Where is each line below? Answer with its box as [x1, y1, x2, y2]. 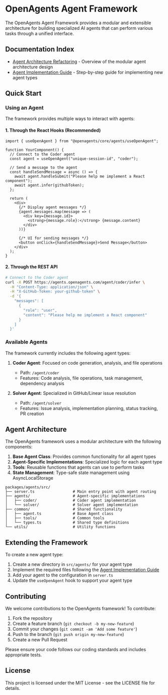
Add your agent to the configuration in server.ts [12, 572, 113, 578]
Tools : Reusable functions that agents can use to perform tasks [12, 465, 144, 471]
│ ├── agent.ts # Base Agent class [5, 511, 114, 516]
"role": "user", [23, 308, 57, 313]
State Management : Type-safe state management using [12, 470, 130, 476]
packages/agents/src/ [5, 485, 51, 490]
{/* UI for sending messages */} [18, 236, 89, 241]
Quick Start [5, 89, 42, 98]
